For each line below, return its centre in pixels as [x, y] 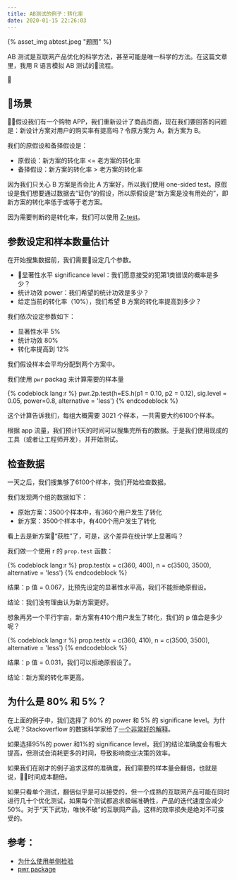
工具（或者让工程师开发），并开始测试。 [65, 440]
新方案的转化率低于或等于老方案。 [57, 202]
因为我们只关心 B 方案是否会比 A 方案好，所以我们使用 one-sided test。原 [114, 184]
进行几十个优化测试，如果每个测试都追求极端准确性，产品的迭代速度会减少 [115, 800]
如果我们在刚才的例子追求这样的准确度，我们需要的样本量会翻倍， [103, 768]
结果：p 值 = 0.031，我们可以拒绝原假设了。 [71, 662]
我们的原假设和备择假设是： [48, 146]
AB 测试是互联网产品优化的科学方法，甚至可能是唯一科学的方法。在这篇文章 [117, 57]
